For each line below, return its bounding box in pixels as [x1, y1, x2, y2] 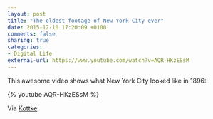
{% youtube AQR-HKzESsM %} [7, 90, 100, 98]
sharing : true [7, 37, 50, 44]
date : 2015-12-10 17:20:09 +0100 [7, 24, 107, 31]
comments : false [7, 30, 56, 38]
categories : [7, 43, 43, 51]
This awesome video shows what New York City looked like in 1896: [7, 76, 207, 85]
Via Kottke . [7, 104, 39, 113]
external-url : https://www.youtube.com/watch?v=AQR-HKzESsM [7, 57, 190, 64]
